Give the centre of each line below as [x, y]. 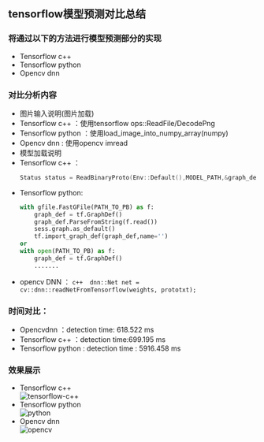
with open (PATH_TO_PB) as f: [67, 251]
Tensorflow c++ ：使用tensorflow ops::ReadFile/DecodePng [117, 123]
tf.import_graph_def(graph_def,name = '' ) [101, 236]
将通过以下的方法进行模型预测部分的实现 [85, 39]
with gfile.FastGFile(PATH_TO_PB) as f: [87, 207]
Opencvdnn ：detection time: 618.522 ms [87, 330]
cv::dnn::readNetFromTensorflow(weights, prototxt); [108, 290]
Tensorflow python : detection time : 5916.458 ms [100, 348]
